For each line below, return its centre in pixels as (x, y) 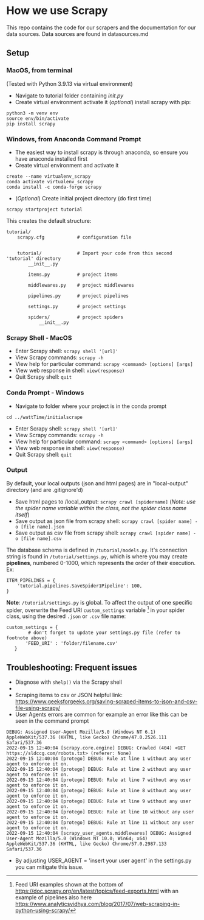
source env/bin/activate (38, 118)
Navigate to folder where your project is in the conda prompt (91, 406)
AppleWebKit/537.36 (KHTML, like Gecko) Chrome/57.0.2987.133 (87, 844)
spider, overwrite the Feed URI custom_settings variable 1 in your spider (96, 609)
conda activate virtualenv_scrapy (50, 181)
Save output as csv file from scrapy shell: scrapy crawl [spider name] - (105, 533)
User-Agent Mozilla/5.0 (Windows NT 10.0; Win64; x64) (77, 839)
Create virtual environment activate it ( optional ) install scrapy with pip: (103, 102)
